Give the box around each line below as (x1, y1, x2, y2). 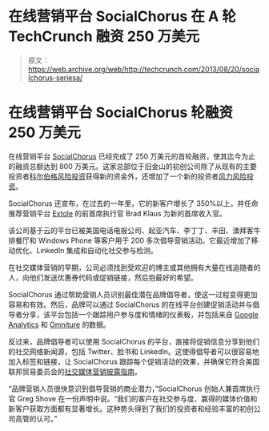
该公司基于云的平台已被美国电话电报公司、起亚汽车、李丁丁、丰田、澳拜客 (8, 225, 254, 235)
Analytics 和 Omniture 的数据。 (8, 320, 110, 329)
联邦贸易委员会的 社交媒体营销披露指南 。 (8, 366, 142, 377)
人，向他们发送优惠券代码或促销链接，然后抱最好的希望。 (8, 272, 198, 282)
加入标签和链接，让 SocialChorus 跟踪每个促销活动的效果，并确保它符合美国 (8, 356, 260, 366)
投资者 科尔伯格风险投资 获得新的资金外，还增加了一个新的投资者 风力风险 (8, 171, 247, 181)
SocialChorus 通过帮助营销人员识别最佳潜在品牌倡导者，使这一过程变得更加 (8, 289, 258, 299)
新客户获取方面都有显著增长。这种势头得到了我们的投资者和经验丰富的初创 (8, 404, 254, 413)
